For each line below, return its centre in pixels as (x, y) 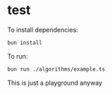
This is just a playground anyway (55, 83)
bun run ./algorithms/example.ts (56, 69)
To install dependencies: (43, 30)
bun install (25, 42)
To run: (18, 56)
